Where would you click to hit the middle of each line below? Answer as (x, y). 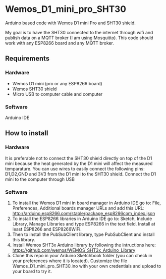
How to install (27, 133)
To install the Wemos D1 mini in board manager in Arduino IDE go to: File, (86, 203)
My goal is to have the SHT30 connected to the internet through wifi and (79, 32)
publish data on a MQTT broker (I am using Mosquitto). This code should (79, 38)
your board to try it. (32, 271)
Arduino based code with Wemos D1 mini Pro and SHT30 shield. (71, 23)
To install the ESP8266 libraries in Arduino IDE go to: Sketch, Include (82, 219)
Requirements (27, 59)
